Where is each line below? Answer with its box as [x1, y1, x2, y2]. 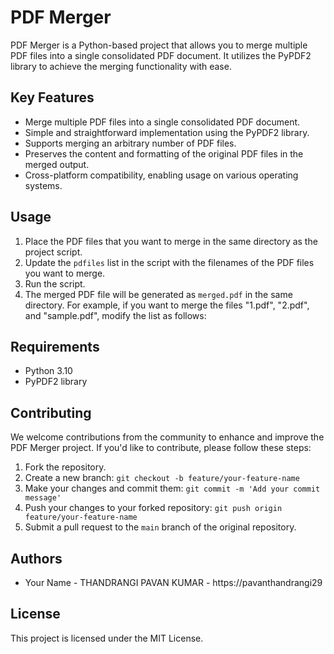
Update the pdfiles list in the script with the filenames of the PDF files [24, 256, 315, 268]
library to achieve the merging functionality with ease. [10, 60, 232, 72]
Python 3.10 [24, 365, 73, 377]
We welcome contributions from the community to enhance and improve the [10, 431, 325, 443]
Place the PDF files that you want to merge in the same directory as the [24, 235, 318, 247]
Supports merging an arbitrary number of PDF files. [24, 137, 237, 149]
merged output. [24, 158, 90, 170]
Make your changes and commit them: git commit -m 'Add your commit [24, 482, 321, 495]
